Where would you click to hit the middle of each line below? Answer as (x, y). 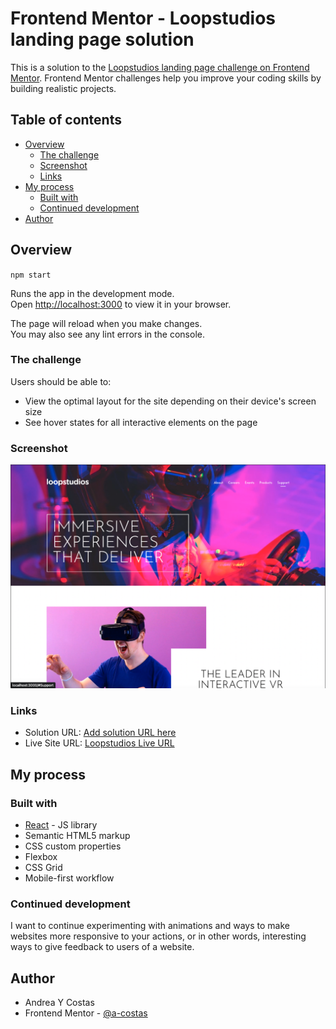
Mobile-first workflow (69, 878)
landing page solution (102, 39)
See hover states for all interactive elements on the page (141, 422)
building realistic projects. (63, 88)
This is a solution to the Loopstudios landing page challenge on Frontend (160, 67)
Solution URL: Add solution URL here (100, 733)
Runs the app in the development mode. (92, 293)
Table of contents (66, 120)
